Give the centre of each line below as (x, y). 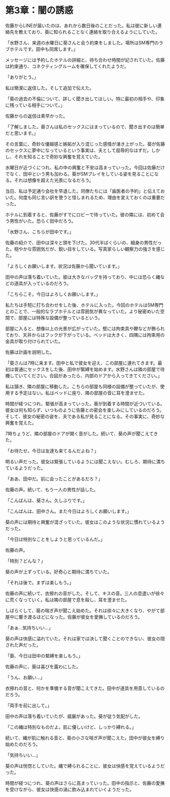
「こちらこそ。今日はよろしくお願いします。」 (53, 294)
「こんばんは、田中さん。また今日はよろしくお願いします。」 (69, 511)
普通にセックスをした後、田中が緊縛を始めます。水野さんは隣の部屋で (87, 369)
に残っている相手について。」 (35, 105)
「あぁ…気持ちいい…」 (29, 627)
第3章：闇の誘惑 (39, 10)
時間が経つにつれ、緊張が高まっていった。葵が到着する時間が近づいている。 (85, 403)
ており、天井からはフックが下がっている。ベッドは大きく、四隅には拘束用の (85, 335)
